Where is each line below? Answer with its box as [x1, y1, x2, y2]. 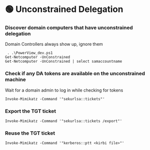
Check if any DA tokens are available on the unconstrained [5, 70, 145, 77]
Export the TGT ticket [5, 108, 57, 114]
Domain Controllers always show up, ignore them [5, 41, 103, 47]
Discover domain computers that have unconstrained [5, 25, 133, 31]
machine [5, 76, 26, 83]
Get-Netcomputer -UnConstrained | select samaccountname [5, 59, 122, 64]
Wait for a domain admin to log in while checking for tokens [5, 87, 123, 93]
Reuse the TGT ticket [5, 130, 55, 136]
